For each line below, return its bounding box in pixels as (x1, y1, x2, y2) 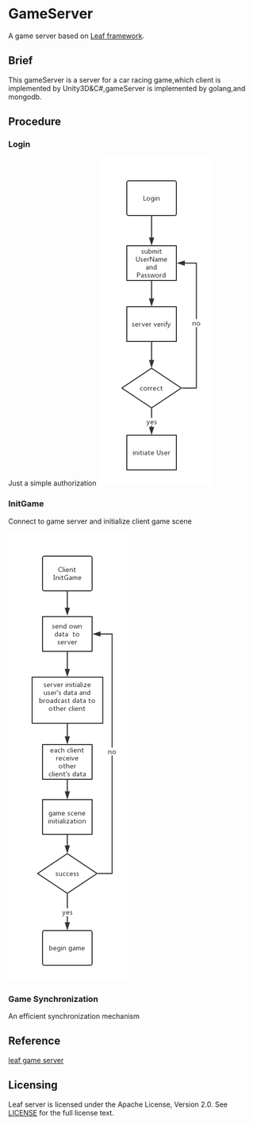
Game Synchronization (8, 993, 99, 1004)
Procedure (8, 115, 62, 129)
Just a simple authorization (8, 478, 97, 488)
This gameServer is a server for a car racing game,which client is (8, 75, 221, 84)
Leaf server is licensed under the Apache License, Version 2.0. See (8, 1100, 228, 1109)
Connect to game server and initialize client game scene (8, 516, 192, 526)
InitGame (8, 498, 44, 509)
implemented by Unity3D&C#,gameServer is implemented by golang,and (8, 83, 246, 93)
